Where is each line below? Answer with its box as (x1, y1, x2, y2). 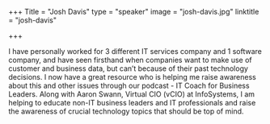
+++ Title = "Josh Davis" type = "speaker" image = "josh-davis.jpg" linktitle (8, 7, 259, 16)
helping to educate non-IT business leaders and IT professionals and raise (8, 98, 256, 107)
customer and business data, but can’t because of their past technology (8, 64, 249, 73)
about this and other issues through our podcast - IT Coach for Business (8, 81, 250, 90)
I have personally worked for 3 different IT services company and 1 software (8, 47, 263, 56)
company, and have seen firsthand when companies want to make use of (8, 56, 252, 64)
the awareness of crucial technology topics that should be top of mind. (8, 106, 244, 116)
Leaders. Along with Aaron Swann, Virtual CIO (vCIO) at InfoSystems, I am (8, 89, 255, 99)
